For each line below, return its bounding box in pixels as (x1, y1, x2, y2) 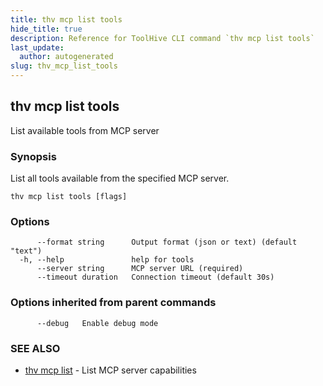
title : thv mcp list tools (10, 14, 123, 25)
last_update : (10, 42, 65, 53)
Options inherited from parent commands (10, 296, 217, 310)
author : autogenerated (19, 52, 114, 62)
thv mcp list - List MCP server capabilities (24, 364, 197, 376)
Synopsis (10, 149, 57, 163)
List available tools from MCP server (10, 124, 160, 136)
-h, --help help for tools (19, 255, 195, 265)
